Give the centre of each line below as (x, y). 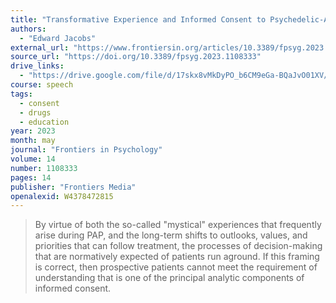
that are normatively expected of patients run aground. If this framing (177, 257)
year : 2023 (33, 131)
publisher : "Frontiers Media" (73, 187)
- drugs (35, 112)
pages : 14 (31, 177)
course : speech (42, 85)
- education (44, 122)
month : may (33, 141)
